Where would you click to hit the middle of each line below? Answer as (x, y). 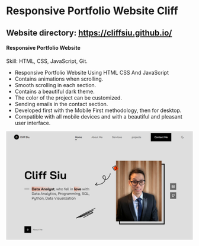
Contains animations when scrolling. (59, 79)
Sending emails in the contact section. (61, 104)
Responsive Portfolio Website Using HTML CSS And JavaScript (92, 72)
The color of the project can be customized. (68, 98)
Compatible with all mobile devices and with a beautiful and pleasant (98, 116)
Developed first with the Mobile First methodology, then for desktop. (98, 110)
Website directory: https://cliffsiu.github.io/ (89, 33)
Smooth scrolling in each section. (55, 85)
